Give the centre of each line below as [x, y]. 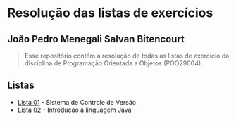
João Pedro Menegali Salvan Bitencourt [96, 39]
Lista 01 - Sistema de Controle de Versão [76, 102]
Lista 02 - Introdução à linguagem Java [74, 110]
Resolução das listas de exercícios [110, 13]
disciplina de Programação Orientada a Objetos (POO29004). [113, 63]
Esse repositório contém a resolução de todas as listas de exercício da [127, 56]
